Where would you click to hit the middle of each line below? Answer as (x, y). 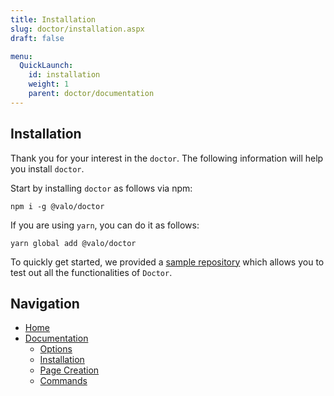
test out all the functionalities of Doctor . (91, 272)
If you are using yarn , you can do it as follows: (105, 225)
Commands (63, 381)
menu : (21, 56)
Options (56, 349)
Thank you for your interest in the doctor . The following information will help (167, 158)
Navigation (45, 303)
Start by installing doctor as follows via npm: (101, 188)
